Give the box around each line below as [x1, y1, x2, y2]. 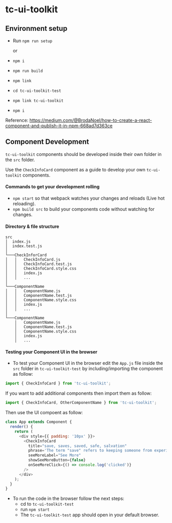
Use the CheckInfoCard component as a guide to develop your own [5, 166, 146, 172]
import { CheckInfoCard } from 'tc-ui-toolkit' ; [5, 381, 111, 386]
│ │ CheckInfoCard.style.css [5, 266, 77, 272]
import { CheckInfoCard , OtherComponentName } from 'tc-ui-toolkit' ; [5, 400, 157, 405]
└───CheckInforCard [5, 253, 47, 258]
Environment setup [5, 24, 68, 33]
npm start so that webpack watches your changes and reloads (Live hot [12, 195, 165, 201]
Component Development [5, 138, 90, 146]
